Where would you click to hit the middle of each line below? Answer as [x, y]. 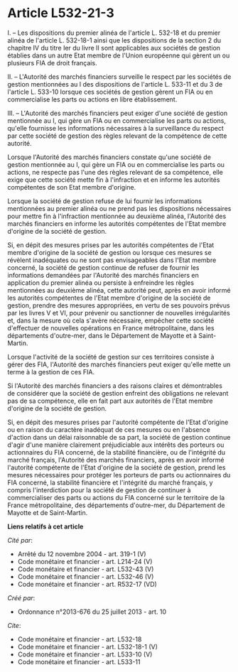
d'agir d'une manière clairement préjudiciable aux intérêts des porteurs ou [116, 445]
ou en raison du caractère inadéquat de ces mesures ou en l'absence [109, 429]
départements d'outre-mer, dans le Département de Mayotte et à [102, 335]
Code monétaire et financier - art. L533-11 [79, 661]
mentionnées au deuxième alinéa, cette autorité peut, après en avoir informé [119, 290]
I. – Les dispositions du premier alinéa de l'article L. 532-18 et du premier [114, 33]
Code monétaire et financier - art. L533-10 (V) [85, 654]
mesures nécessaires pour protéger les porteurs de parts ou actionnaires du [119, 475]
